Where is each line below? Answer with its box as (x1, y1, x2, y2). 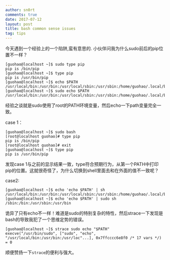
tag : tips (5, 31, 26, 36)
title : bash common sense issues (5, 26, 76, 31)
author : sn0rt (5, 7, 35, 13)
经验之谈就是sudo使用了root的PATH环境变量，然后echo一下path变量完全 (5, 102, 157, 108)
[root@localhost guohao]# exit (5, 143, 71, 148)
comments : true (5, 12, 37, 17)
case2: (5, 178, 20, 184)
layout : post (5, 21, 33, 27)
